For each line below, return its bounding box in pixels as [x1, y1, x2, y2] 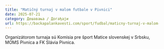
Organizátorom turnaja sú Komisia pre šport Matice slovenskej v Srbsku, [5, 34, 150, 40]
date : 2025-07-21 [5, 12, 41, 17]
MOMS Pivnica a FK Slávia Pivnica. [5, 40, 76, 46]
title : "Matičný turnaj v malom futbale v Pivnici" [5, 7, 112, 12]
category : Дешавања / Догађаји [5, 16, 69, 21]
